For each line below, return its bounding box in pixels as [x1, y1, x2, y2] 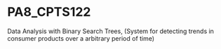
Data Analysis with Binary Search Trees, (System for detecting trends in [7, 27, 214, 35]
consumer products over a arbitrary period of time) [7, 34, 155, 42]
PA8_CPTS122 [7, 4, 91, 20]
